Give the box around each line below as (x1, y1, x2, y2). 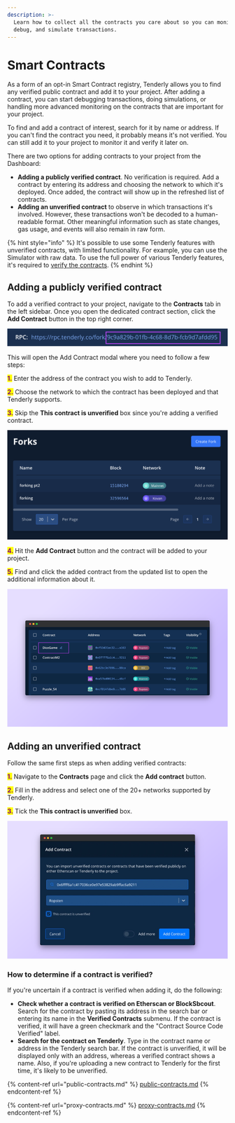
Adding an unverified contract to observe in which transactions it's (17, 203, 213, 211)
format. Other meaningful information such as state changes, (44, 218, 220, 226)
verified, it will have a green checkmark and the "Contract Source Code (17, 1021, 224, 1030)
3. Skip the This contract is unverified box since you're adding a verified (7, 408, 218, 417)
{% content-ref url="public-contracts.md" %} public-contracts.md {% (7, 1080, 209, 1088)
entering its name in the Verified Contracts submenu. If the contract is (17, 1014, 222, 1022)
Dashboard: (7, 160, 41, 168)
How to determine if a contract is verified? (7, 970, 153, 979)
